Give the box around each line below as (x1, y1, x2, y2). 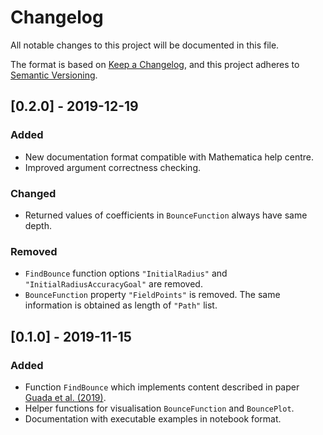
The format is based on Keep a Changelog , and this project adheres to (10, 58, 300, 70)
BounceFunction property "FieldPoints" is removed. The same (24, 289, 281, 301)
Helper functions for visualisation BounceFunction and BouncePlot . (24, 402, 295, 414)
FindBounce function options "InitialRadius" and (24, 267, 228, 280)
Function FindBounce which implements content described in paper (24, 381, 300, 393)
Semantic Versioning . (10, 69, 98, 81)
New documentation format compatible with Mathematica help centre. (24, 151, 315, 163)
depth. (24, 219, 52, 231)
